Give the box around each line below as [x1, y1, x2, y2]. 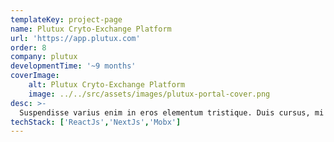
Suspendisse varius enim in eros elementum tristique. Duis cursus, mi [19, 107, 325, 118]
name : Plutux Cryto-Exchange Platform [10, 24, 172, 34]
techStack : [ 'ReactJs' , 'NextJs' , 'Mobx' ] [10, 117, 182, 127]
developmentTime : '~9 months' [10, 61, 137, 71]
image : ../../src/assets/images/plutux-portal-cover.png [28, 89, 271, 99]
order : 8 [10, 42, 47, 53]
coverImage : [10, 71, 60, 81]
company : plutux [10, 52, 78, 62]
